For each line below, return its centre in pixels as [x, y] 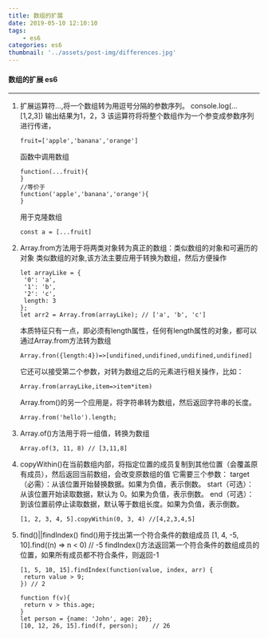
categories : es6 [35, 45]
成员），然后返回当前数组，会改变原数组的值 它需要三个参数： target [138, 475]
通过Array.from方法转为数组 [65, 341]
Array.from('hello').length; [68, 418]
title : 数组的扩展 [36, 16]
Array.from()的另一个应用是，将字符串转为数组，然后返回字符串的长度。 [138, 403]
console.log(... [214, 106]
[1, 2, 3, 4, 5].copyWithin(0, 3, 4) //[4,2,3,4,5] [107, 519]
